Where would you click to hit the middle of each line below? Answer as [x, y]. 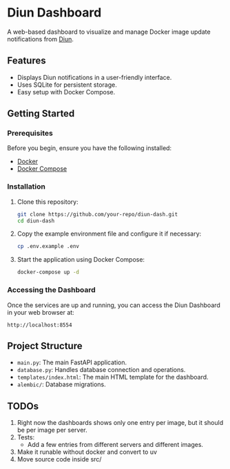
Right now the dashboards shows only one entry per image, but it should [120, 423]
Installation [27, 187]
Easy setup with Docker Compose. [66, 92]
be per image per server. [52, 430]
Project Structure [45, 346]
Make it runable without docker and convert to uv [87, 452]
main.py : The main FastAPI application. [72, 362]
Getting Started [41, 114]
